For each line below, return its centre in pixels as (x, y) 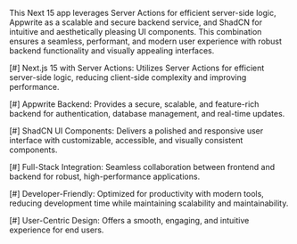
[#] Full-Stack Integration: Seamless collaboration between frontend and (142, 167)
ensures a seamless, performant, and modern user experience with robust (146, 41)
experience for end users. (57, 230)
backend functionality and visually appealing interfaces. (112, 51)
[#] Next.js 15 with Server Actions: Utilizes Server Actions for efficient (137, 68)
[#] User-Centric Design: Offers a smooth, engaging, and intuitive (129, 220)
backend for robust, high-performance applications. (105, 176)
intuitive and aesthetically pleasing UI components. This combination (136, 32)
